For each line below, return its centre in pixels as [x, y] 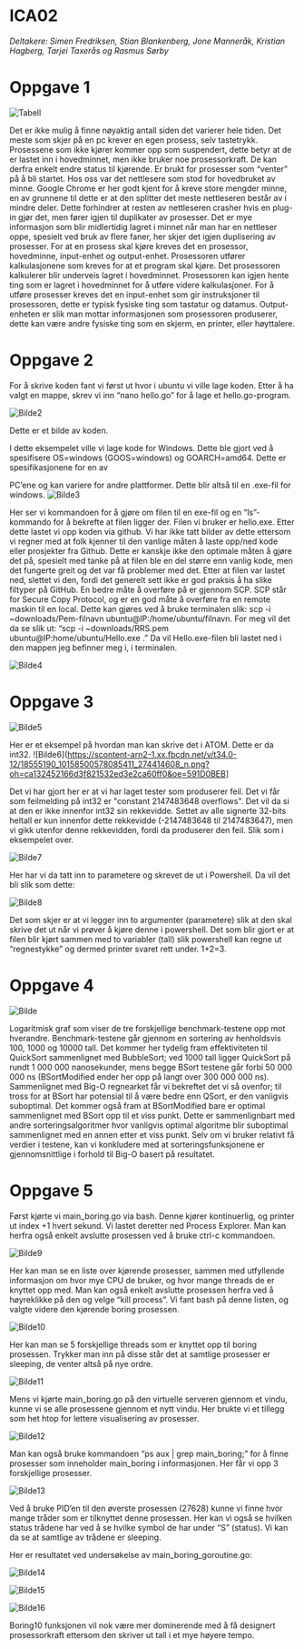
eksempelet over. [42, 840]
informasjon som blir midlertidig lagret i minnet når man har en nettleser [143, 226]
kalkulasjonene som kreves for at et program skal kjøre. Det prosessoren [145, 266]
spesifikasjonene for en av [59, 467]
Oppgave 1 [50, 88]
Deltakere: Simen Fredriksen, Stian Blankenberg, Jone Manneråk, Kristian [147, 41]
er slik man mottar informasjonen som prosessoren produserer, [160, 314]
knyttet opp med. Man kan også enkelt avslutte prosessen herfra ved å [142, 1290]
